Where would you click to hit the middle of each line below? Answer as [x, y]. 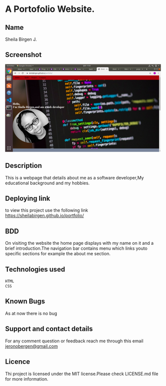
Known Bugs [25, 302]
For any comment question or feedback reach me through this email [74, 341]
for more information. [27, 379]
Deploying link [28, 198]
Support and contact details [49, 329]
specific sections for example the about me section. [58, 254]
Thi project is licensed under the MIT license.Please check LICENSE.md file [82, 374]
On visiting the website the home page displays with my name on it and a [80, 243]
